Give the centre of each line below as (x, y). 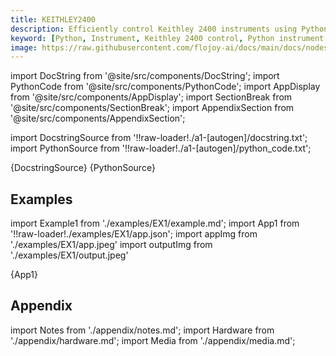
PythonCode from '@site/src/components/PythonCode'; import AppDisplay (165, 87)
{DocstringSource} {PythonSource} (83, 168)
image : (24, 47)
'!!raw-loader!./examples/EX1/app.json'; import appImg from (134, 234)
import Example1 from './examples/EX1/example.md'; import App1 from (155, 223)
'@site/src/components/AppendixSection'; (98, 118)
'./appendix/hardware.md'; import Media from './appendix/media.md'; (153, 340)
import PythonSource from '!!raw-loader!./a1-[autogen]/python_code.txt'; (161, 148)
